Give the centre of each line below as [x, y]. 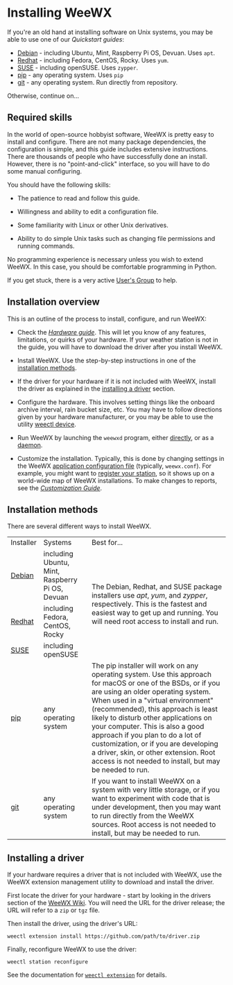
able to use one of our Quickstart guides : [66, 39]
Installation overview [54, 302]
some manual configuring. [44, 171]
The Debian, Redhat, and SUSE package [156, 587]
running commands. [46, 246]
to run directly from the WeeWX [143, 816]
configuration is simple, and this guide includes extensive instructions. [107, 149]
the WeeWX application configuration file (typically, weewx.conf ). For [114, 466]
